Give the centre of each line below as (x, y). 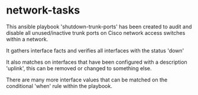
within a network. (27, 39)
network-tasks (43, 10)
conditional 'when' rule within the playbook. (59, 86)
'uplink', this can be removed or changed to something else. (79, 68)
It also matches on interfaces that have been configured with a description (97, 62)
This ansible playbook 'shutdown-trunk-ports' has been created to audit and (99, 27)
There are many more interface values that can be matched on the (87, 80)
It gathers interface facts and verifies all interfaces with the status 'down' (95, 50)
